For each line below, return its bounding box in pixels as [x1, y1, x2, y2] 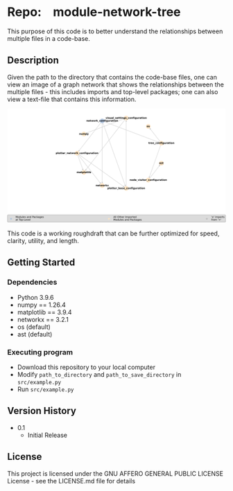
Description [7, 55, 59, 66]
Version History [7, 405, 76, 417]
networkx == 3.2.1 [17, 315, 69, 323]
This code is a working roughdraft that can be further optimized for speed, [7, 229, 220, 238]
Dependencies [7, 278, 58, 287]
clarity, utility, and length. [7, 237, 80, 245]
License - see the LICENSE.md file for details [7, 476, 136, 485]
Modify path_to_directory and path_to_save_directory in [17, 371, 182, 379]
